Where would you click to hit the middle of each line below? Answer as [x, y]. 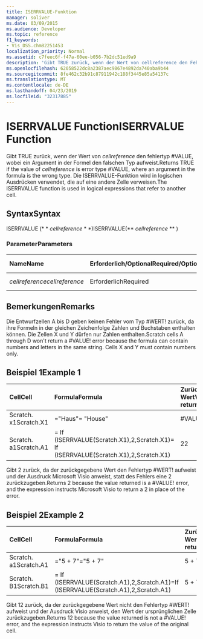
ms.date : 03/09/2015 [32, 23]
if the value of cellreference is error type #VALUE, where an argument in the [101, 169]
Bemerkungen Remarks [51, 307]
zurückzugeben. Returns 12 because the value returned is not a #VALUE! [96, 618]
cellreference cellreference [47, 281]
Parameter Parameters [39, 244]
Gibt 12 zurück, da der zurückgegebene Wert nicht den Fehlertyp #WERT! [98, 605]
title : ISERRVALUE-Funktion [42, 12]
